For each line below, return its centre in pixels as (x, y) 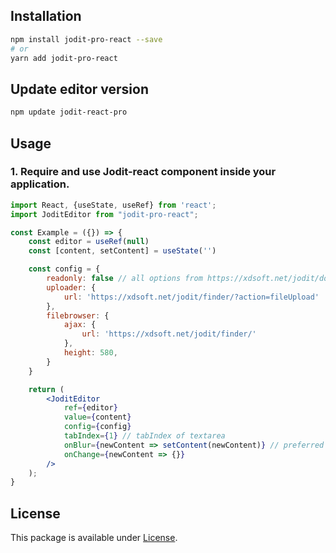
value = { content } (97, 417)
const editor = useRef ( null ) (89, 242)
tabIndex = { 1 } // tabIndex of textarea (144, 436)
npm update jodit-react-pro (69, 112)
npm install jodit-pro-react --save (86, 39)
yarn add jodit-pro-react (64, 58)
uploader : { (71, 287)
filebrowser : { (78, 315)
